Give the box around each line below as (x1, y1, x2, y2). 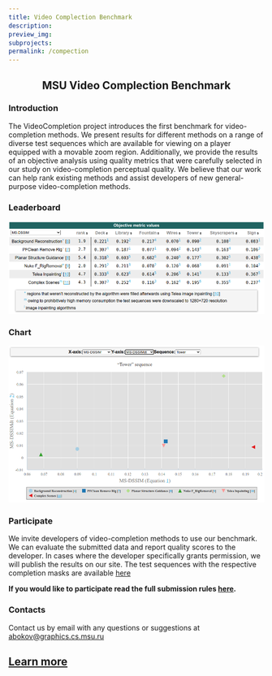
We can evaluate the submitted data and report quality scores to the (8, 542, 236, 552)
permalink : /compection (8, 47, 89, 56)
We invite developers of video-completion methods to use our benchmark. (8, 534, 258, 544)
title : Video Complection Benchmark (8, 13, 132, 21)
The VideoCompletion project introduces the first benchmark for (8, 121, 223, 131)
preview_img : (8, 30, 53, 38)
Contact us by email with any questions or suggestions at (8, 622, 201, 632)
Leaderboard (8, 201, 61, 213)
